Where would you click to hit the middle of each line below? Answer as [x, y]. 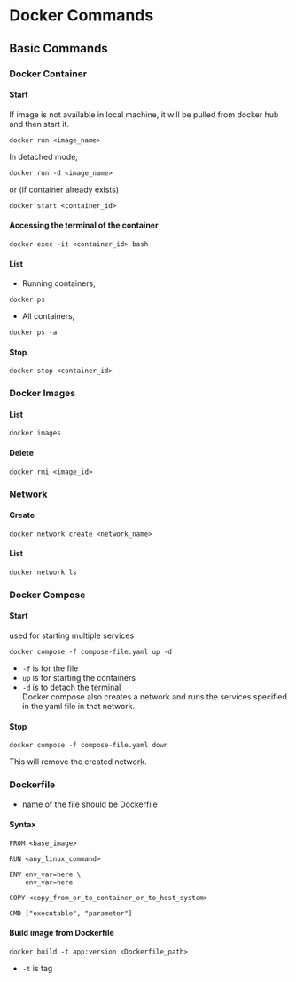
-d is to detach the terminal [71, 687]
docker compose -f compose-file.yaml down [89, 746]
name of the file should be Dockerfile [90, 804]
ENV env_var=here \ [45, 874]
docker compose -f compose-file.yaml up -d [91, 652]
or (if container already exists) [64, 189]
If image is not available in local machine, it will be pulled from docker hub [144, 114]
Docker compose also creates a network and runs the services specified [155, 697]
